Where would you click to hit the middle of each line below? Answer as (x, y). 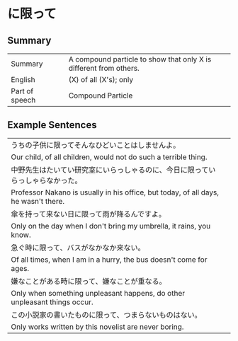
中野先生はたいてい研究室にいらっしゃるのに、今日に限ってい (113, 170)
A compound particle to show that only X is (140, 59)
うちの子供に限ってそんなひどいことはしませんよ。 (96, 145)
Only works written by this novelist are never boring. (97, 327)
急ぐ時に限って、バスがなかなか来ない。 (78, 248)
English (23, 80)
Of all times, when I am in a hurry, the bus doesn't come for (109, 260)
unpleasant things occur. (52, 302)
